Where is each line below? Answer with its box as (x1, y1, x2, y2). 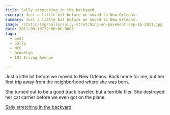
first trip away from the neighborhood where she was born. (5, 79, 130, 85)
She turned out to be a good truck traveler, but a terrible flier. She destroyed (5, 89, 165, 95)
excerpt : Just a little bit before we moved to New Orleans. (5, 12, 138, 17)
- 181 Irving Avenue (10, 55, 53, 60)
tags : (5, 31, 17, 36)
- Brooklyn (10, 50, 33, 55)
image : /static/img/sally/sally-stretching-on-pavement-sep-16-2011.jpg (5, 21, 163, 27)
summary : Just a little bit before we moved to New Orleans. (5, 17, 138, 22)
